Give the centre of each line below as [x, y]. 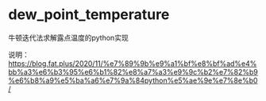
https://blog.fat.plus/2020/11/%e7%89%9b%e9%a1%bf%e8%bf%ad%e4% [133, 63]
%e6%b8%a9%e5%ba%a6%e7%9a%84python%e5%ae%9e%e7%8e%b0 [133, 80]
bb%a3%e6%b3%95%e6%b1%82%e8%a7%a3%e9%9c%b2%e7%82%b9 [133, 72]
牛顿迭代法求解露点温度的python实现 [68, 37]
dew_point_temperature [89, 15]
